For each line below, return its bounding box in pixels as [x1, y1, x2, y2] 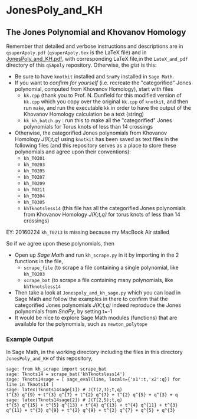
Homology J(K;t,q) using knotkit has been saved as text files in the [14, 136, 179, 142]
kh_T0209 [23, 181, 45, 186]
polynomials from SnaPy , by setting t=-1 [14, 308, 113, 315]
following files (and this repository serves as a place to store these [14, 142, 177, 149]
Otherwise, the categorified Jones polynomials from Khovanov [14, 129, 167, 136]
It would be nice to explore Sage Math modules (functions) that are [14, 314, 178, 321]
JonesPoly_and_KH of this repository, [6, 355, 93, 362]
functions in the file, [14, 258, 64, 264]
